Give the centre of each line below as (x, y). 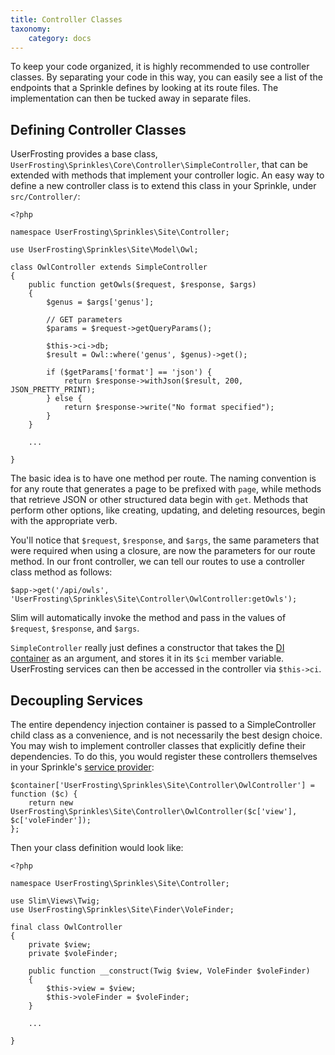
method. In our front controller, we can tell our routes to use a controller (158, 562)
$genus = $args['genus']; (100, 302)
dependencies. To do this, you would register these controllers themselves (164, 756)
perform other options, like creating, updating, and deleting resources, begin (168, 510)
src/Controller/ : (45, 197)
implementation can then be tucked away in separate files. (131, 98)
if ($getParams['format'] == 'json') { (129, 372)
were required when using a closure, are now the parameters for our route (163, 551)
